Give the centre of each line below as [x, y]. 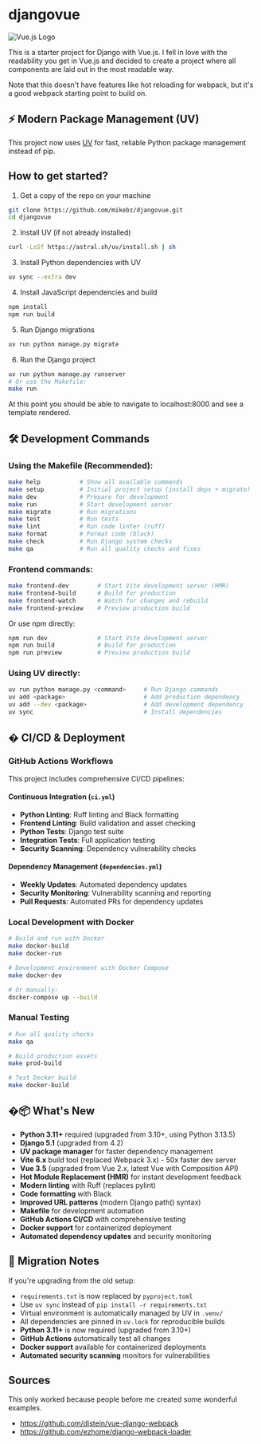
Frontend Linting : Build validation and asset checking [107, 823]
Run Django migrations [57, 330]
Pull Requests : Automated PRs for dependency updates [111, 902]
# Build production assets [53, 1056]
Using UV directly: [45, 674]
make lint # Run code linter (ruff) [87, 527]
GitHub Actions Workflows [61, 762]
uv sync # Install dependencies [115, 712]
